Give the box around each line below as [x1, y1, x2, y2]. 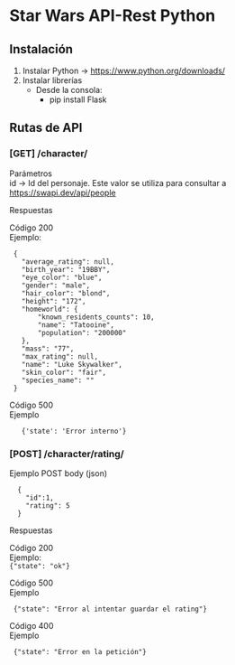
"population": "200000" [37, 328, 127, 337]
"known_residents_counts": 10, [37, 313, 155, 322]
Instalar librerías [22, 75, 83, 86]
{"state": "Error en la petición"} [13, 647, 147, 656]
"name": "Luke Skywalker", [21, 360, 123, 369]
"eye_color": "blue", [21, 273, 103, 282]
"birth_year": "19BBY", [21, 265, 111, 274]
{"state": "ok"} [9, 561, 70, 570]
